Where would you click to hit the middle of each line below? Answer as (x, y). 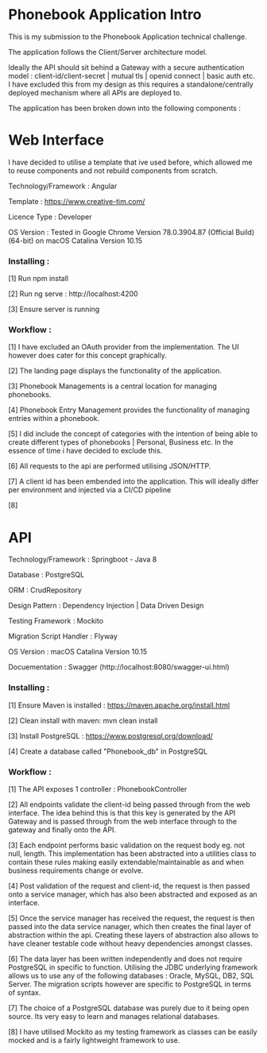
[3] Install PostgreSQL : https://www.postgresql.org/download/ (110, 735)
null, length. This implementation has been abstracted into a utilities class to (132, 854)
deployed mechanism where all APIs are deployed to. (95, 92)
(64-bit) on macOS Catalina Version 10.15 (75, 241)
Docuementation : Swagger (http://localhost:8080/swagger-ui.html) (119, 667)
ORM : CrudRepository (45, 590)
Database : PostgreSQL (46, 575)
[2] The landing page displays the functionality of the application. (115, 371)
